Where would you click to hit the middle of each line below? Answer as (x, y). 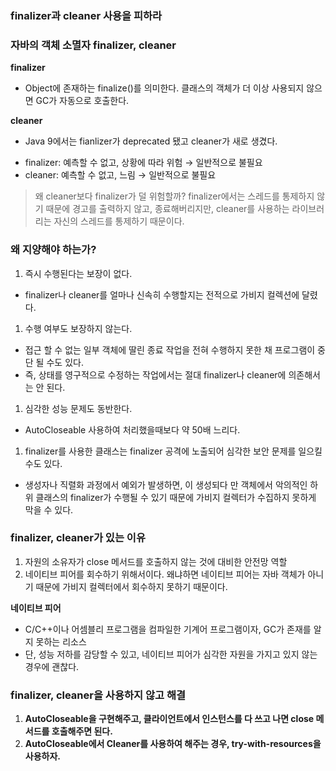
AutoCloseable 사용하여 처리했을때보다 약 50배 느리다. (132, 429)
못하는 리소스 (61, 641)
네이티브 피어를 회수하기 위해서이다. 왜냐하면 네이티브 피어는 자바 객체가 (165, 574)
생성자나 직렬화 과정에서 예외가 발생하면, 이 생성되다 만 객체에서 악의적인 (166, 484)
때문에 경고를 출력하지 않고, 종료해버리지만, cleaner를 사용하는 (167, 209)
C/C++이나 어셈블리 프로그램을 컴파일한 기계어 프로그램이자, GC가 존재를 (168, 629)
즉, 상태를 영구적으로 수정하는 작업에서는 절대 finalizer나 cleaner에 (155, 374)
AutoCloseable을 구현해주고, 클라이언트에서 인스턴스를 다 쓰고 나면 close (169, 719)
